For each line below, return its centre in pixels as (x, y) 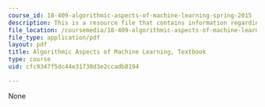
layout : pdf (28, 45)
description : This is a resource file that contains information (118, 23)
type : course (30, 60)
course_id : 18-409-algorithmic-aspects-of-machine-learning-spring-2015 (130, 15)
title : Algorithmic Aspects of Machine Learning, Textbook (107, 52)
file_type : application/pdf (54, 37)
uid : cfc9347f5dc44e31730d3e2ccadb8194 (74, 67)
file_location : (33, 30)
